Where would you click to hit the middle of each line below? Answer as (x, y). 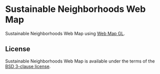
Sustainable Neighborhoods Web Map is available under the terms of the (80, 61)
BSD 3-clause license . (28, 66)
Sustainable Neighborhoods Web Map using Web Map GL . (65, 33)
